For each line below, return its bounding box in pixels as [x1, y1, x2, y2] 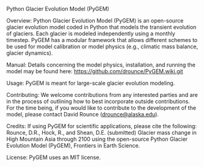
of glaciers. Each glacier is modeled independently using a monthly [6, 30, 175, 37]
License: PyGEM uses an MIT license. [6, 154, 101, 161]
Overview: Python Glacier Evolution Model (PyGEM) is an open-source [6, 17, 184, 24]
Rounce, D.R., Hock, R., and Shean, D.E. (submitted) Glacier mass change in [6, 129, 197, 136]
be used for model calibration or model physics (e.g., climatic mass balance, [6, 43, 199, 50]
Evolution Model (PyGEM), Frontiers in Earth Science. [6, 142, 140, 149]
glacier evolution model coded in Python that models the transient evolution [6, 24, 197, 30]
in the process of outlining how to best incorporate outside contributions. [6, 98, 191, 105]
